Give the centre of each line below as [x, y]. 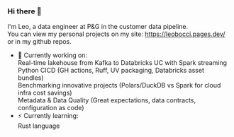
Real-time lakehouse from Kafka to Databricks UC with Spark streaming [122, 63]
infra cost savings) [45, 93]
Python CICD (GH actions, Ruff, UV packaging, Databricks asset [111, 71]
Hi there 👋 [25, 11]
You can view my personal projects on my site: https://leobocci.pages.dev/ [116, 34]
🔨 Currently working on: [52, 55]
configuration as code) [51, 108]
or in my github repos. [40, 42]
